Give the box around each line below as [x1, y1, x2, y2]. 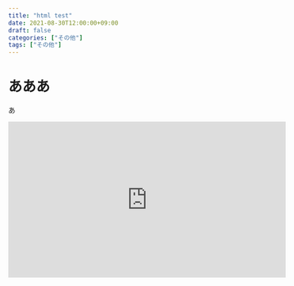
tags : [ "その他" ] [8, 41, 62, 49]
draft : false [8, 26, 52, 34]
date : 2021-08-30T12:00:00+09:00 [8, 19, 119, 27]
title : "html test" [8, 11, 73, 20]
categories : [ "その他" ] [8, 33, 83, 42]
